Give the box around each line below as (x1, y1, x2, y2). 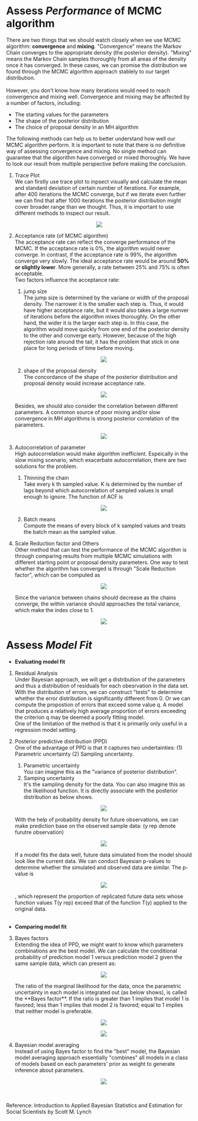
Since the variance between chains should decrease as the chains (14, 594, 176, 601)
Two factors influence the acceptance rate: (14, 276, 120, 283)
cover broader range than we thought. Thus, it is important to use (14, 203, 174, 210)
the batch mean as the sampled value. (23, 528, 117, 535)
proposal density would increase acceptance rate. (23, 380, 146, 387)
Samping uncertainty (23, 774, 75, 781)
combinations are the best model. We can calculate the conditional (14, 947, 177, 954)
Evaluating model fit (14, 658, 66, 665)
